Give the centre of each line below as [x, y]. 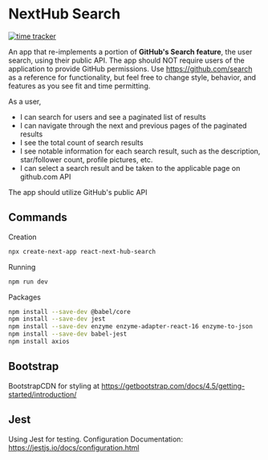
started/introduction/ [43, 394]
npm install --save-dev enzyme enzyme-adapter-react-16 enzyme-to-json [130, 327]
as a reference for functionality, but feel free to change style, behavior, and [132, 77]
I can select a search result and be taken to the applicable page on [130, 168]
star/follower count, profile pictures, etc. [86, 159]
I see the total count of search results [81, 142]
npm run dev [28, 282]
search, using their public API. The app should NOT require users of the [126, 60]
